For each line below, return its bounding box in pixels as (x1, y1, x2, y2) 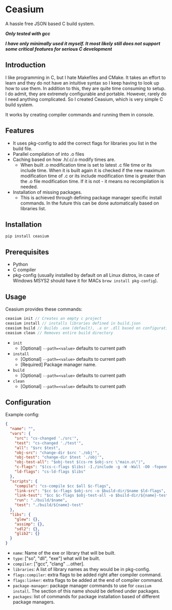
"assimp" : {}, (14, 521, 45, 526)
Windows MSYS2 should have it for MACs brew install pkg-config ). (12, 278, 158, 284)
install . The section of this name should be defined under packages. (12, 588, 160, 594)
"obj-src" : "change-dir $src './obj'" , (14, 450, 100, 455)
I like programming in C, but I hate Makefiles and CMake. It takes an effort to (5, 74, 166, 80)
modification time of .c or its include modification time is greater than (20, 173, 166, 179)
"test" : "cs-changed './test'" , (14, 440, 83, 445)
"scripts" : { (10, 478, 38, 484)
